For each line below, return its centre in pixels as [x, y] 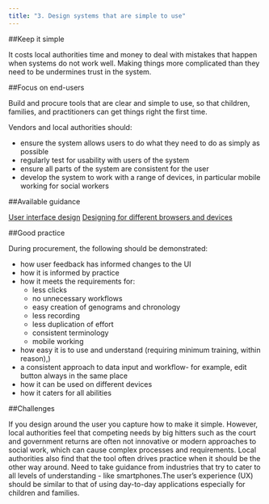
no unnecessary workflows [77, 298]
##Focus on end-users [46, 87]
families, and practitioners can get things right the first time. [108, 111]
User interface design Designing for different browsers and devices [120, 217]
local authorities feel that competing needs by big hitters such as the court [132, 432]
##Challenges [32, 408]
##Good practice [37, 233]
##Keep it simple [36, 39]
